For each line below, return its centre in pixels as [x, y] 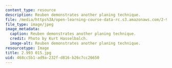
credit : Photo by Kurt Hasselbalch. [49, 39]
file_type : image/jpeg [29, 24]
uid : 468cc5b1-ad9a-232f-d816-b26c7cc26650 [52, 58]
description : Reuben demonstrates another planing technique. [73, 15]
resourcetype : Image [27, 48]
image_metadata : [23, 29]
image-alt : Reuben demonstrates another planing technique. [75, 43]
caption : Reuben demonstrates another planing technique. [73, 34]
